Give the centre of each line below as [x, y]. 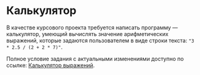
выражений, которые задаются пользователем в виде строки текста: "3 [100, 40]
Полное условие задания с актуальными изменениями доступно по [95, 59]
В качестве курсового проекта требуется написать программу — [92, 27]
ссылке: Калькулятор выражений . [51, 65]
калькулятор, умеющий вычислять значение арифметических [87, 34]
